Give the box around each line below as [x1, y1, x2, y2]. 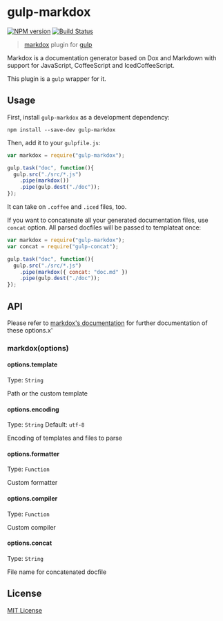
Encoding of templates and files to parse [7, 434, 123, 443]
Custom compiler [7, 523, 57, 531]
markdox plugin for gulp [23, 40, 93, 48]
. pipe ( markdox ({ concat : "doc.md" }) [19, 268, 128, 275]
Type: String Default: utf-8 [7, 420, 85, 429]
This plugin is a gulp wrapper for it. [7, 74, 107, 83]
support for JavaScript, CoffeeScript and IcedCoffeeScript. [7, 61, 175, 69]
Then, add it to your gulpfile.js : [7, 138, 101, 147]
